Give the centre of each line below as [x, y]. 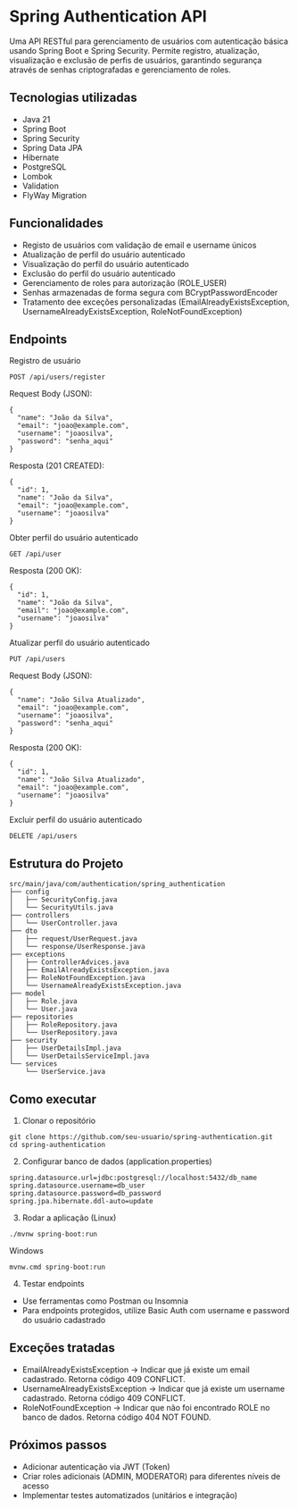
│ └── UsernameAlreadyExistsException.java [95, 986]
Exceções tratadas [62, 1348]
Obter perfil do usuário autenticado [74, 538]
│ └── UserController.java [63, 923]
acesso [35, 1486]
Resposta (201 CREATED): [57, 465]
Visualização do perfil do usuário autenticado [105, 264]
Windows [27, 1251]
